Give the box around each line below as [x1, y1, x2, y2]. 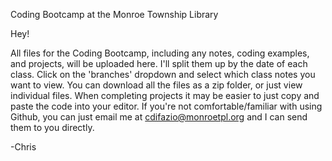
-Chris [10, 141, 37, 153]
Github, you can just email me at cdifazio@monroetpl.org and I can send [10, 111, 308, 123]
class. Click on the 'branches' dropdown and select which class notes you [10, 69, 316, 80]
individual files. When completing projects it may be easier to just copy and [10, 90, 320, 101]
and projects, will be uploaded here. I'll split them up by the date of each [10, 58, 308, 69]
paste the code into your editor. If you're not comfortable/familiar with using [10, 100, 323, 112]
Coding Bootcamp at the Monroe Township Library [10, 9, 219, 20]
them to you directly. [10, 122, 95, 133]
